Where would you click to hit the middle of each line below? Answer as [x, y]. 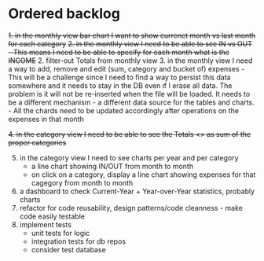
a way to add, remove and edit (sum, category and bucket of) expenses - [126, 68]
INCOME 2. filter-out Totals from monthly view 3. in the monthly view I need [130, 61]
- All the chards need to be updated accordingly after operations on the [124, 110]
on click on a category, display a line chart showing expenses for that [143, 175]
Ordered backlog [64, 14]
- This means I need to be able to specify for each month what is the [119, 52]
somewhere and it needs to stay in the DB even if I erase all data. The [120, 85]
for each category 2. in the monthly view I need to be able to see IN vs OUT [130, 43]
